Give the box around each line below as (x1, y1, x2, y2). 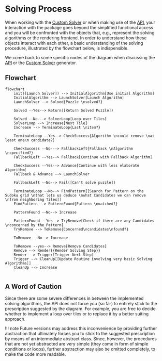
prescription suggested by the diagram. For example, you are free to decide (5, 306, 156, 312)
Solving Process (5, 3, 72, 15)
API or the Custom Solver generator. (5, 60, 77, 66)
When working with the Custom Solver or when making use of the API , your (5, 19, 156, 25)
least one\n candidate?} (5, 137, 55, 143)
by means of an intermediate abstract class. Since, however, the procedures (5, 336, 157, 342)
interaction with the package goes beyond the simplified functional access (5, 24, 154, 30)
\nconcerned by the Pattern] (5, 222, 64, 228)
